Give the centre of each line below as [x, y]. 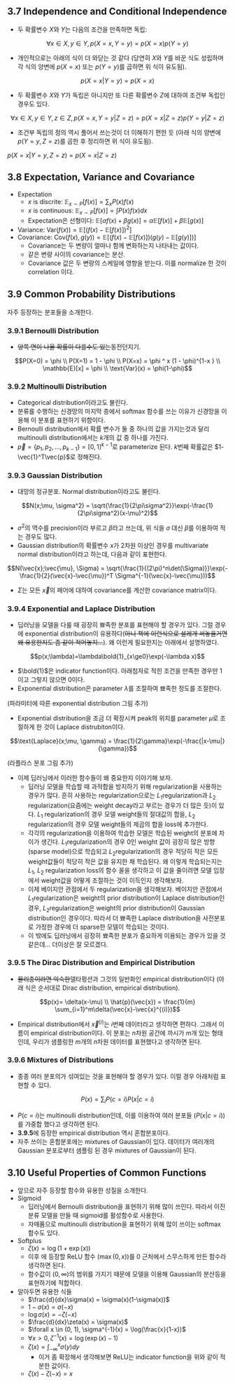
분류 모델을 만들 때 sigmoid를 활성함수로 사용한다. [96, 1216]
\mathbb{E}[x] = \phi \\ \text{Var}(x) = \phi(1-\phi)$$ [117, 368]
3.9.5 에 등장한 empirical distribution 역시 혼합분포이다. [94, 1133]
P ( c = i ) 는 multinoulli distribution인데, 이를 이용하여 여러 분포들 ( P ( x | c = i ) [120, 1115]
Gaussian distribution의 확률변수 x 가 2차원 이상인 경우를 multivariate [113, 545]
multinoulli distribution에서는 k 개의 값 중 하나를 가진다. [93, 438]
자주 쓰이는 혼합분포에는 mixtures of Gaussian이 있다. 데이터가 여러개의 [116, 1141]
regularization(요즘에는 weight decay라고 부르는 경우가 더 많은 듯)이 [122, 805]
